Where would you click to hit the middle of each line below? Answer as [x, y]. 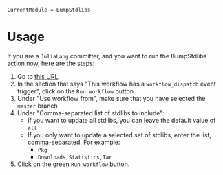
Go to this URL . [39, 76]
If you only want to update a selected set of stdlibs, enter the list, [119, 135]
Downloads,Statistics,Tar [75, 157]
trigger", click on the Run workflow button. [76, 91]
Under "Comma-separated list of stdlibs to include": [91, 113]
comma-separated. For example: [74, 142]
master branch [37, 106]
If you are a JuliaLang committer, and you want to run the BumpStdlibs [107, 56]
